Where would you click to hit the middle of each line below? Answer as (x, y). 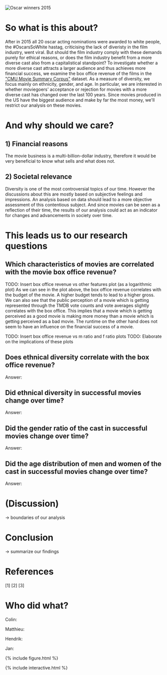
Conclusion (29, 538)
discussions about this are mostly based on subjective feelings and (74, 194)
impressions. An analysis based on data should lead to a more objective (79, 199)
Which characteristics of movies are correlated (80, 264)
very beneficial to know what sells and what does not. (60, 161)
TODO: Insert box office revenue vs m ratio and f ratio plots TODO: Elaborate (83, 336)
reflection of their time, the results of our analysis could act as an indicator (81, 210)
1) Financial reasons (37, 144)
